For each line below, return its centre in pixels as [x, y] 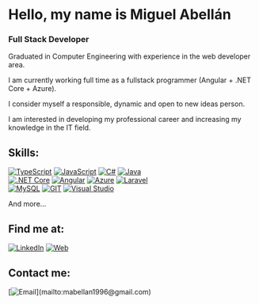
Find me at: [36, 228]
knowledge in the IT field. [50, 127]
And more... [27, 204]
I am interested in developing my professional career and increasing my [125, 120]
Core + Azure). [32, 89]
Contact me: [40, 273]
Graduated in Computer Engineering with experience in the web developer [129, 56]
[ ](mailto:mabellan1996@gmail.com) [80, 291]
